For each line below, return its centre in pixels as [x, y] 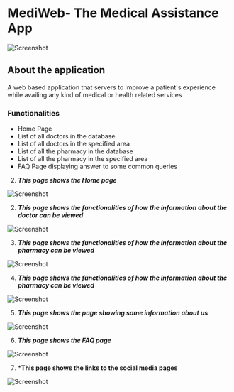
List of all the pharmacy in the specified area [83, 159]
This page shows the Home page [67, 180]
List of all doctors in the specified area [73, 144]
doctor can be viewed [50, 215]
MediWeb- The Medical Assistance [113, 13]
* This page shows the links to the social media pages [97, 368]
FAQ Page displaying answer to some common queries [97, 167]
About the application [56, 70]
